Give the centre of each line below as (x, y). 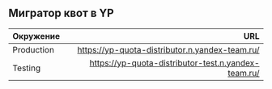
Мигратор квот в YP (62, 13)
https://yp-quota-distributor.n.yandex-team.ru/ (168, 49)
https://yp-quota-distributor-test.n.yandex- (174, 62)
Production (34, 49)
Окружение (36, 36)
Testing (27, 68)
